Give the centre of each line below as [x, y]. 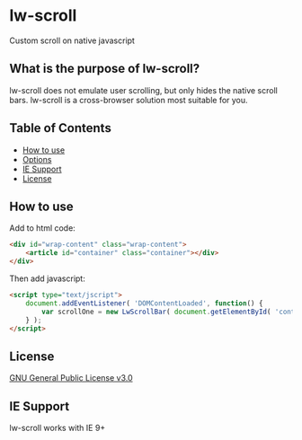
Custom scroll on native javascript [72, 40]
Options [37, 159]
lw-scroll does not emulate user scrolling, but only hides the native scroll [144, 90]
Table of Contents [61, 128]
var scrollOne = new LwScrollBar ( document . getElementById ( [156, 312]
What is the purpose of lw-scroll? [105, 69]
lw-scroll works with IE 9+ [58, 428]
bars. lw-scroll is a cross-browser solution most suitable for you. [129, 100]
